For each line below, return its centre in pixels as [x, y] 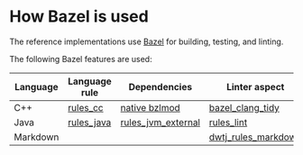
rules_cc [85, 107]
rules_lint [228, 122]
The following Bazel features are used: [81, 59]
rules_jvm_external [161, 122]
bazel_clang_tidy [244, 107]
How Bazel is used [79, 17]
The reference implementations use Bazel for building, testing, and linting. [147, 41]
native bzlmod [150, 107]
